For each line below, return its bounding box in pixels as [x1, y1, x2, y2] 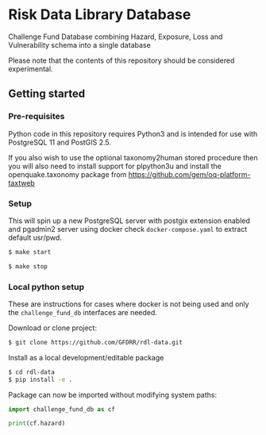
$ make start [8, 248, 52, 256]
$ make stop [8, 262, 48, 271]
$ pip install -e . [8, 375, 73, 383]
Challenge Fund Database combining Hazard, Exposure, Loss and [8, 32, 223, 41]
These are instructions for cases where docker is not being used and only [8, 299, 249, 309]
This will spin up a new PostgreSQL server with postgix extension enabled [8, 216, 250, 225]
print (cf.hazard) [8, 419, 66, 428]
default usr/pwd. [8, 233, 62, 242]
